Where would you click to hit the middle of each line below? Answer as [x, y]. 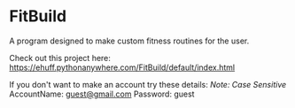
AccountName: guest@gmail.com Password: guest [102, 94]
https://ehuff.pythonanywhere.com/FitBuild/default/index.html [122, 67]
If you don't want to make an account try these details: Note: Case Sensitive [148, 84]
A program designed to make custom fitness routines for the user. [129, 41]
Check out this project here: [60, 58]
